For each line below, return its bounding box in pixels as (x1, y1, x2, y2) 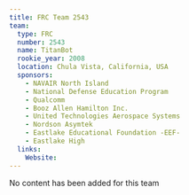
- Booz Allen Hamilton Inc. (25, 104, 129, 113)
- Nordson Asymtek (25, 121, 93, 129)
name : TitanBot (17, 46, 74, 55)
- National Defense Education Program (25, 87, 169, 96)
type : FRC (17, 29, 53, 38)
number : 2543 (17, 37, 66, 47)
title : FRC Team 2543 (9, 12, 90, 22)
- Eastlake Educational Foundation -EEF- (25, 129, 180, 137)
